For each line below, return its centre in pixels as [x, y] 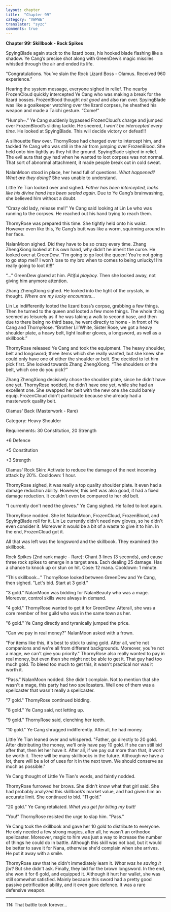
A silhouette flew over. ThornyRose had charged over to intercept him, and [84, 141]
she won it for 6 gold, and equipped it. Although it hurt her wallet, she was [83, 874]
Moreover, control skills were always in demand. [56, 598]
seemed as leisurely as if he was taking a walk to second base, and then [81, 317]
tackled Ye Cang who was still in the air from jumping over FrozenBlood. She [85, 146]
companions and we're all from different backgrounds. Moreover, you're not [85, 648]
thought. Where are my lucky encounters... [50, 296]
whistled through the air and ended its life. [50, 64]
